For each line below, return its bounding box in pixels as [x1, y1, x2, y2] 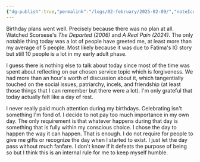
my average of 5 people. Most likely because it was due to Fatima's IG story [6, 44, 192, 51]
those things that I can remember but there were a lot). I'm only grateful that [6, 87, 192, 94]
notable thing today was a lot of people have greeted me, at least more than [6, 37, 192, 45]
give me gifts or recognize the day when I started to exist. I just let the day [6, 136, 187, 143]
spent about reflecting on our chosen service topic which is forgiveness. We [6, 68, 193, 75]
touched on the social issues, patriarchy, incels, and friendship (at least [6, 81, 181, 88]
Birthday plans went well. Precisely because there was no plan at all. [6, 25, 174, 32]
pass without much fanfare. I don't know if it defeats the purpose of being [6, 142, 187, 150]
